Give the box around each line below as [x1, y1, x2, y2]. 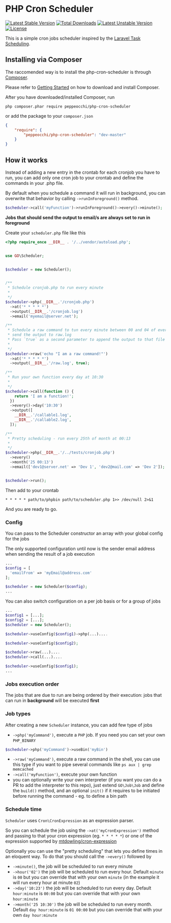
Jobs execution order [5, 681, 60, 688]
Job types [5, 710, 31, 717]
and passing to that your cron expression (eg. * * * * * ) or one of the [5, 832, 153, 838]
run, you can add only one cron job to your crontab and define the [5, 174, 144, 181]
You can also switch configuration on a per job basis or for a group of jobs [5, 598, 161, 604]
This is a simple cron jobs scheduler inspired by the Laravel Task [5, 35, 141, 41]
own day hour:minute [12, 912, 58, 918]
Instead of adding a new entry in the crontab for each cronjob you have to [5, 169, 160, 175]
